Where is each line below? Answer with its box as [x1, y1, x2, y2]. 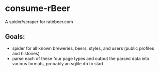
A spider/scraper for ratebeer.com [5, 19, 74, 24]
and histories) [12, 50, 40, 56]
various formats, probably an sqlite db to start [12, 60, 104, 66]
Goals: [5, 33, 25, 41]
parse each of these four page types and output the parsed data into [12, 56, 149, 61]
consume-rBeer [5, 3, 70, 14]
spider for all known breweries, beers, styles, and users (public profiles [12, 45, 154, 51]
